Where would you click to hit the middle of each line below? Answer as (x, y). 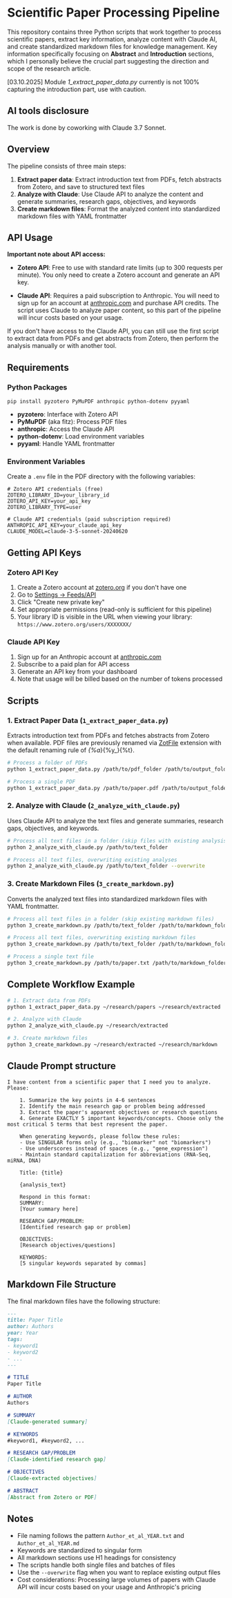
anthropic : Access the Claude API (66, 429)
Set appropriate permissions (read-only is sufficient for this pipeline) (114, 610)
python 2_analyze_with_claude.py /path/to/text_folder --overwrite (106, 866)
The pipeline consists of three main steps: (67, 166)
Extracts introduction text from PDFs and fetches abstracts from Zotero (108, 735)
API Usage (30, 237)
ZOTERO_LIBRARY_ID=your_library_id (58, 495)
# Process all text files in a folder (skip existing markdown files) (111, 919)
